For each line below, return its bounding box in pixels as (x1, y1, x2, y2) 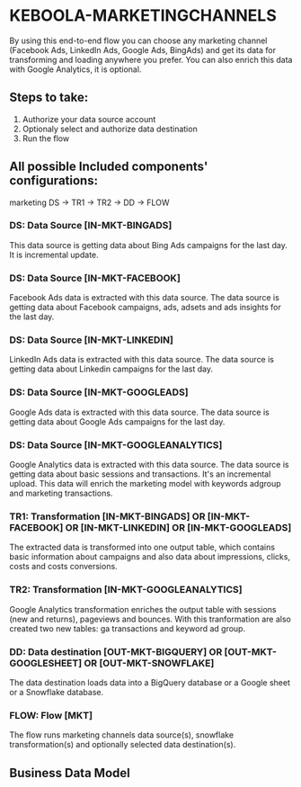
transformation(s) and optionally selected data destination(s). (9, 739, 236, 750)
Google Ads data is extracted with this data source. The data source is (9, 407, 270, 417)
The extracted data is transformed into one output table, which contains (9, 541, 276, 553)
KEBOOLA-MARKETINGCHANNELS (9, 5, 277, 26)
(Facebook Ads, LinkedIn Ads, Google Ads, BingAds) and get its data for (9, 44, 277, 55)
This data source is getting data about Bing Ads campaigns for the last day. (9, 239, 288, 250)
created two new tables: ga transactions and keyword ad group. (9, 622, 245, 634)
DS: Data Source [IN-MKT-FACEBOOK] (9, 272, 181, 284)
